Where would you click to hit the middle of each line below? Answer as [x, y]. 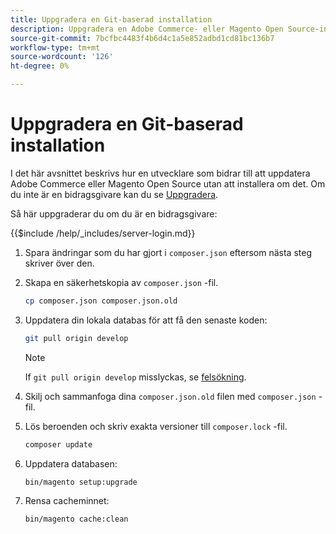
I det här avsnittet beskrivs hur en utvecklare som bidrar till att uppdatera [160, 173]
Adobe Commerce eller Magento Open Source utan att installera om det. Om [168, 183]
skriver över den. [59, 263]
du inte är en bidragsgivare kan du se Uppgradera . [114, 194]
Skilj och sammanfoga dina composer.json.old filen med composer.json [170, 396]
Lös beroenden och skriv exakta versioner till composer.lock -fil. [156, 426]
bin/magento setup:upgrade [81, 482]
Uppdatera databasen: [71, 463]
